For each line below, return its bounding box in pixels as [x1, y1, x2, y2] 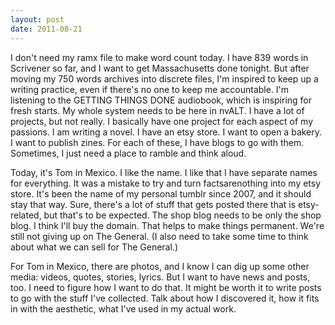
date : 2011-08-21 [10, 24, 83, 34]
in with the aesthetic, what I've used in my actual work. [10, 302, 237, 315]
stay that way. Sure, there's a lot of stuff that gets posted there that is [10, 198, 297, 210]
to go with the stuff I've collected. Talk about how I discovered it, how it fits [10, 292, 320, 304]
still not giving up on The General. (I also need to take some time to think [10, 230, 309, 242]
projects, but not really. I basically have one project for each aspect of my [10, 115, 314, 127]
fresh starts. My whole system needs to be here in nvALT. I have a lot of [10, 104, 305, 116]
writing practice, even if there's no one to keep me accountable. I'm [10, 83, 290, 95]
